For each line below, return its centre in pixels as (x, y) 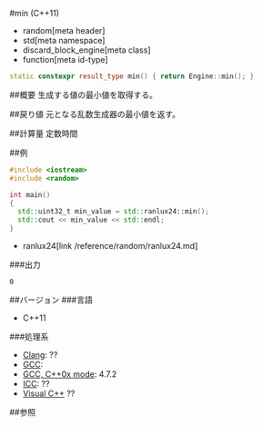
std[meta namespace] (64, 40)
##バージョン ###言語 (51, 300)
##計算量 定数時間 (44, 133)
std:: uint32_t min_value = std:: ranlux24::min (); (113, 212)
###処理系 (29, 337)
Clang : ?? (40, 355)
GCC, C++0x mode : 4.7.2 (70, 374)
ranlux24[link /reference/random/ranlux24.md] (110, 246)
